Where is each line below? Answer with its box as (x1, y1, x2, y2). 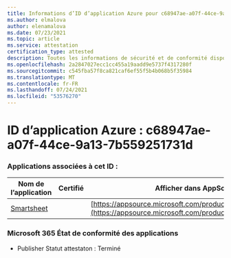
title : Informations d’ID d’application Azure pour (7, 10, 158, 17)
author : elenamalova (7, 23, 67, 30)
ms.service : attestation (7, 42, 78, 49)
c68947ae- (145, 123, 211, 138)
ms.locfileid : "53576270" (7, 93, 81, 100)
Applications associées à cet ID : (7, 162, 118, 172)
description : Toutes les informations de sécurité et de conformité (7, 55, 208, 62)
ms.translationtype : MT (7, 73, 76, 81)
